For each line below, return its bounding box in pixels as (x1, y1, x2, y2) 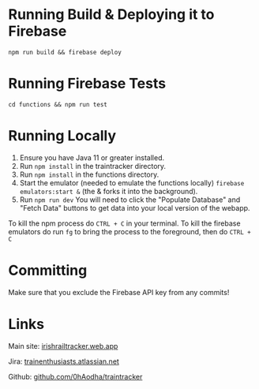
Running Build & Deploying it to (8, 6, 215, 24)
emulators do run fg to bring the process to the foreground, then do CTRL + (8, 226, 251, 236)
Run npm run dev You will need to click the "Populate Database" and (19, 195, 241, 204)
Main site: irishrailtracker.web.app (8, 341, 118, 350)
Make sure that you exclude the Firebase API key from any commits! (8, 287, 230, 297)
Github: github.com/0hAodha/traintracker (8, 372, 143, 381)
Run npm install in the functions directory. (19, 170, 160, 179)
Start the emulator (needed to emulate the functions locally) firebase (19, 178, 245, 187)
